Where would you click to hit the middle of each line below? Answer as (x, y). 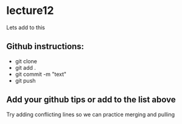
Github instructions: (45, 46)
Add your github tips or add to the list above (91, 100)
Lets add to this (26, 27)
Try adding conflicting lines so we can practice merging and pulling (91, 114)
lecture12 (30, 11)
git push (25, 80)
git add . (26, 67)
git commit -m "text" (41, 74)
